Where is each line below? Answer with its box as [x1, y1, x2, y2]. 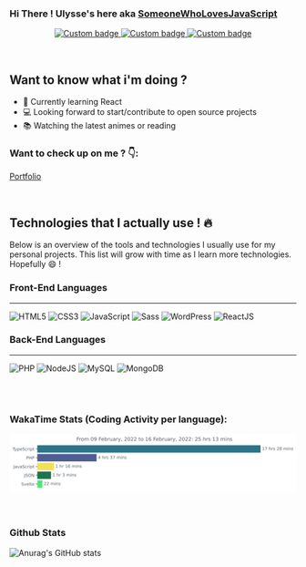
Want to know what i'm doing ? [9, 72, 189, 88]
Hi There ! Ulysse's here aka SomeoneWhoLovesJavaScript [9, 7, 278, 20]
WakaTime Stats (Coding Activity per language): [9, 413, 228, 426]
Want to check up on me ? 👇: [9, 147, 139, 160]
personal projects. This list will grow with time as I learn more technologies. [9, 249, 291, 260]
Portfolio [9, 171, 42, 182]
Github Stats [9, 527, 66, 540]
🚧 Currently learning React [22, 97, 123, 108]
